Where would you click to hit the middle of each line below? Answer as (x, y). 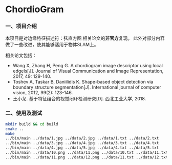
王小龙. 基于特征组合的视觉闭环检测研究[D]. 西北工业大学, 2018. (79, 99)
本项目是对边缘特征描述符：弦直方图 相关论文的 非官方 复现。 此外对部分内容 (85, 38)
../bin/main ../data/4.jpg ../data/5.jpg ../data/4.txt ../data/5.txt (82, 148)
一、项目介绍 (21, 26)
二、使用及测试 (24, 113)
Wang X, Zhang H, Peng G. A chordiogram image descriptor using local (88, 66)
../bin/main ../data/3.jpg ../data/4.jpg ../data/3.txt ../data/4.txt (82, 143)
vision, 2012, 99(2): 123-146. (43, 93)
